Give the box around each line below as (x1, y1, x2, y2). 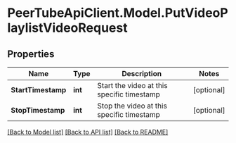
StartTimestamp (11, 85, 67, 94)
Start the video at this (97, 81, 168, 90)
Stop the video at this (97, 101, 167, 111)
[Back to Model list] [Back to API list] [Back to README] (7, 128, 169, 136)
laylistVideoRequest (7, 20, 128, 36)
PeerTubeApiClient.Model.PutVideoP (7, 5, 228, 21)
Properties (7, 48, 55, 60)
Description (122, 69, 162, 78)
